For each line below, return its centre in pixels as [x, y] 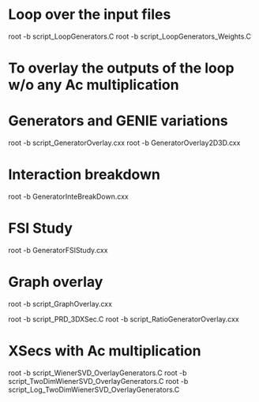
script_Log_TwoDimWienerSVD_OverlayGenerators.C [94, 389]
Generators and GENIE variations [118, 121]
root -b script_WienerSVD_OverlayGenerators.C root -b [98, 373]
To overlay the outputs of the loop [121, 68]
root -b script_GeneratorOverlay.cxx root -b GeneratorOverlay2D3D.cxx [124, 143]
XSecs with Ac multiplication [105, 351]
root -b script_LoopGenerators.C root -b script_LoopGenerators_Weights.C [129, 36]
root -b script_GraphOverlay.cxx [60, 303]
